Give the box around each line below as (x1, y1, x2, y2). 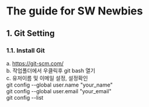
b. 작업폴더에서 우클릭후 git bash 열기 (6, 67, 95, 74)
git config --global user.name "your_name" (6, 81, 113, 88)
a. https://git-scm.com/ (6, 60, 64, 67)
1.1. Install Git (6, 46, 45, 55)
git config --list (6, 94, 43, 101)
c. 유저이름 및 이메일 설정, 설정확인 (6, 74, 89, 82)
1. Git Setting (6, 28, 55, 38)
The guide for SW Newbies (6, 4, 143, 18)
